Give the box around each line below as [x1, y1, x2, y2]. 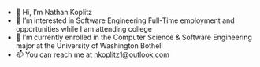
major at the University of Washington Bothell [15, 41, 163, 50]
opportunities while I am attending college [15, 24, 152, 33]
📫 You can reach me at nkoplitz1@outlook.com [15, 50, 169, 59]
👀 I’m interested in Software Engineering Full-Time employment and [15, 16, 235, 25]
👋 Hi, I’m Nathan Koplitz [15, 8, 93, 17]
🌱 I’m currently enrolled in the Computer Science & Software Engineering [15, 32, 252, 42]
